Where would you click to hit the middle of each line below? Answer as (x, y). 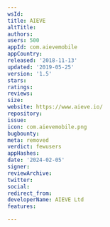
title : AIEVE (27, 21)
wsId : (15, 14)
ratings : (20, 87)
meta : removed (28, 140)
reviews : (20, 94)
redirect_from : (30, 193)
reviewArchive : (30, 173)
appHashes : (23, 153)
